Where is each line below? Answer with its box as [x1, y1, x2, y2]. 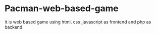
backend [4, 24, 23, 30]
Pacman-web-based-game [4, 3, 119, 14]
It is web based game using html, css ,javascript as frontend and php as [4, 19, 152, 25]
